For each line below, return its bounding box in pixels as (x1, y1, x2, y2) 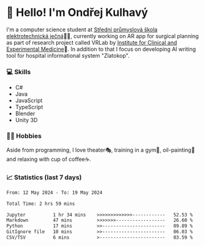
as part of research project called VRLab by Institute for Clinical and (6, 39, 177, 46)
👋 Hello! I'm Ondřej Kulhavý (6, 6, 148, 20)
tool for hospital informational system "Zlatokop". (6, 52, 130, 59)
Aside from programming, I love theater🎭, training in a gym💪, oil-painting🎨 (6, 146, 195, 153)
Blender (15, 110, 35, 117)
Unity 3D (15, 117, 38, 124)
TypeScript (15, 104, 43, 111)
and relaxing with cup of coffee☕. (6, 155, 91, 163)
